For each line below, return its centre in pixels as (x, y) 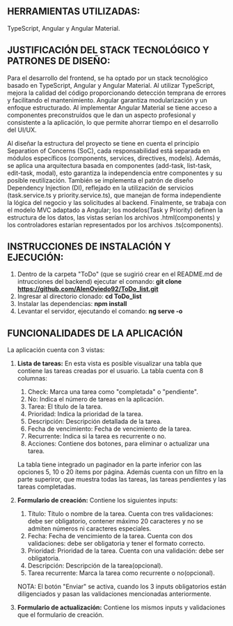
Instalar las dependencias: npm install (72, 304)
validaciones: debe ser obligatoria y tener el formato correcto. (116, 544)
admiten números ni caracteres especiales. (89, 528)
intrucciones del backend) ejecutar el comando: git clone (99, 282)
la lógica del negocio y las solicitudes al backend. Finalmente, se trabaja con (117, 202)
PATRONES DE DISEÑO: (59, 61)
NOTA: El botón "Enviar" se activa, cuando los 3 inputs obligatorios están (122, 587)
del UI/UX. (22, 130)
